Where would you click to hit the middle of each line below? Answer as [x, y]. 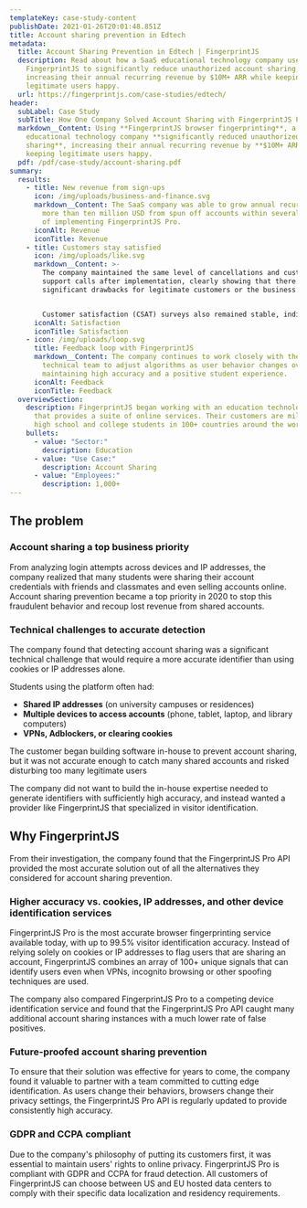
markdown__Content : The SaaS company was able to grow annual [154, 205]
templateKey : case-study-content [73, 18]
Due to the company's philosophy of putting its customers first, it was [140, 1154]
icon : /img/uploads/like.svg [89, 256]
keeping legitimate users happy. [90, 154]
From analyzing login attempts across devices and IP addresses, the [138, 567]
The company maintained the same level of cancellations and [161, 273]
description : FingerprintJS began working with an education [144, 408]
